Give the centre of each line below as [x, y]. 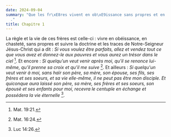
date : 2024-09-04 [24, 10]
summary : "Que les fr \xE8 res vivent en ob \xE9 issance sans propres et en [85, 15]
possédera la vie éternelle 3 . [35, 94]
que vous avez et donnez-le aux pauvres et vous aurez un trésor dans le [82, 55]
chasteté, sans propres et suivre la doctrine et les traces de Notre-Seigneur [85, 44]
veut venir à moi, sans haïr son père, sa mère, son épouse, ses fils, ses [80, 73]
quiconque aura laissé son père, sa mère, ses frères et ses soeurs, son [80, 83]
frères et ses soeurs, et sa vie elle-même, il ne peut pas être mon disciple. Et [86, 78]
